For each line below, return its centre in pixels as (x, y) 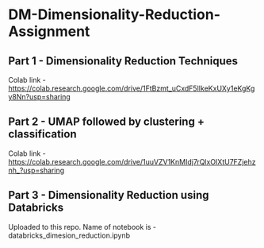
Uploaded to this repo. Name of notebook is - (82, 227)
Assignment (49, 31)
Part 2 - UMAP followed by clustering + (106, 122)
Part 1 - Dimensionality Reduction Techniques (123, 61)
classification (42, 134)
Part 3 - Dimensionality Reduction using (109, 195)
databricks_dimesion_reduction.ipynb (69, 235)
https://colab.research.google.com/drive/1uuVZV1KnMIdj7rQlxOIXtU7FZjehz (132, 161)
